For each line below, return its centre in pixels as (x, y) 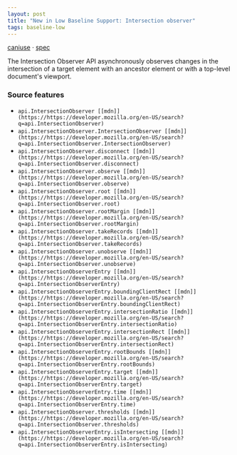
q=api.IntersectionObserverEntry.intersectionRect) (96, 344)
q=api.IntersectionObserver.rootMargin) (78, 224)
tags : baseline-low (36, 27)
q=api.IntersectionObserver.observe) (74, 184)
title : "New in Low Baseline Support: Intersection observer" (101, 21)
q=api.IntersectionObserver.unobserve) (77, 264)
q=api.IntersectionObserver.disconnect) (78, 164)
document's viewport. (39, 76)
